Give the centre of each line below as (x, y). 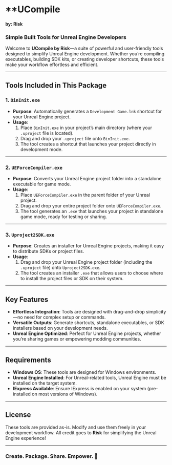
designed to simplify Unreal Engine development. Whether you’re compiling (85, 54)
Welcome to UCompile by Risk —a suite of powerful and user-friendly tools (84, 48)
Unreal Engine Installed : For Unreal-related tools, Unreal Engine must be (89, 377)
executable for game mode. (42, 184)
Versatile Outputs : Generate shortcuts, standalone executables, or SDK (89, 323)
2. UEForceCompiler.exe (34, 167)
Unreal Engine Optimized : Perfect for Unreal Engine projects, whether (87, 333)
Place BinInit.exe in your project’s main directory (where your (86, 128)
